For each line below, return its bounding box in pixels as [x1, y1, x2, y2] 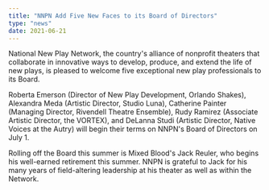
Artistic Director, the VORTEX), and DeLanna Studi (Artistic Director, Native [8, 116, 256, 126]
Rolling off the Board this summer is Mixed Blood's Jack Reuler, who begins [8, 148, 259, 158]
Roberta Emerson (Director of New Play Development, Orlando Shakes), [8, 90, 247, 100]
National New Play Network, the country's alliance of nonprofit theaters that [8, 49, 260, 59]
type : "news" [8, 19, 52, 27]
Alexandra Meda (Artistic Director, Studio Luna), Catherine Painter [8, 98, 227, 109]
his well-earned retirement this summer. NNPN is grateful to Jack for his [8, 157, 248, 167]
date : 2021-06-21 [8, 27, 67, 35]
